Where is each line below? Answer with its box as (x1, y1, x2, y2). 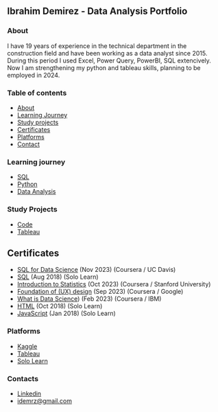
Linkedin (16, 389, 42, 398)
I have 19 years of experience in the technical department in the (7, 41, 187, 50)
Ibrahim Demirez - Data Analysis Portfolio (7, 5, 188, 17)
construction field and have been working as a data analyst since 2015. (7, 49, 208, 57)
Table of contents (7, 88, 67, 98)
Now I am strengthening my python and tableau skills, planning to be (7, 63, 201, 71)
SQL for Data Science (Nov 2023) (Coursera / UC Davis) (16, 266, 176, 274)
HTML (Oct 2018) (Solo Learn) (16, 302, 103, 310)
